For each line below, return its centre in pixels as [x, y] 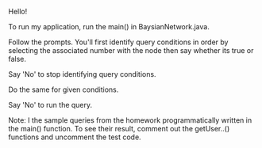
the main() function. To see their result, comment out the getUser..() [119, 129]
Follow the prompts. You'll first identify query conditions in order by [118, 42]
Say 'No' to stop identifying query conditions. [82, 74]
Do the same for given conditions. [64, 89]
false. [17, 59]
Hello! [18, 11]
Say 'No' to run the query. [50, 105]
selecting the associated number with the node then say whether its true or [131, 50]
